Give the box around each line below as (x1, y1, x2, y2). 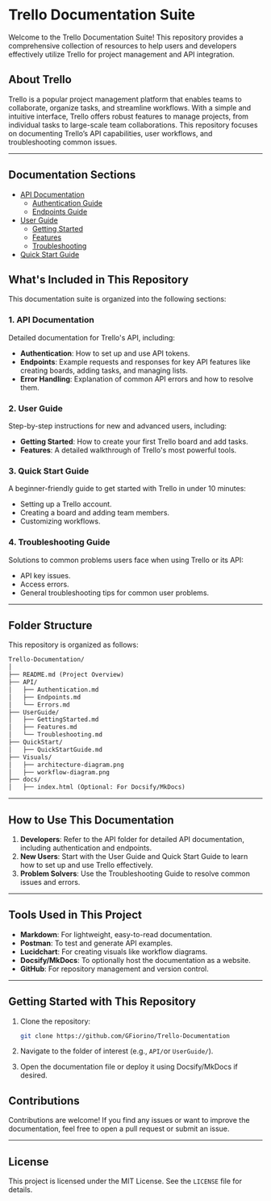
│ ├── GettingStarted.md (8, 715, 99, 724)
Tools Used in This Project (8, 908, 143, 922)
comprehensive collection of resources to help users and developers (8, 40, 237, 50)
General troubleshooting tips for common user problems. (19, 587, 210, 598)
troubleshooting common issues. (8, 137, 118, 147)
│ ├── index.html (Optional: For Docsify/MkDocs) (8, 783, 186, 791)
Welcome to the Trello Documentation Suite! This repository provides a (8, 32, 244, 42)
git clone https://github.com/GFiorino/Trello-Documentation (19, 1032, 231, 1040)
